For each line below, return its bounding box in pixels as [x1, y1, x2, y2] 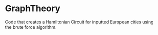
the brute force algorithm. [5, 24, 57, 30]
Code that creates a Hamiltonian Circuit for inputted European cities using [5, 19, 154, 25]
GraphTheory [5, 3, 61, 14]
